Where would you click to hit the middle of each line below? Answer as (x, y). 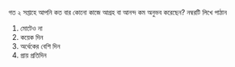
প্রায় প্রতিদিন (33, 55)
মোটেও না (31, 28)
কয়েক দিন (31, 37)
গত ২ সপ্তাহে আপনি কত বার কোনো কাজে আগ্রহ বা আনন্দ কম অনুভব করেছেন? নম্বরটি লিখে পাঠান (118, 12)
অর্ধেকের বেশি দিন (40, 46)
